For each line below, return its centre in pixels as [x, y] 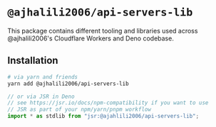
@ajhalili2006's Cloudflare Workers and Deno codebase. [91, 38]
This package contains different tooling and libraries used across [103, 31]
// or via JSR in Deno [41, 96]
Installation [33, 61]
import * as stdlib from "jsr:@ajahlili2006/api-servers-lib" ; [103, 116]
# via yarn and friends [43, 77]
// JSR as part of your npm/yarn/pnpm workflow [79, 110]
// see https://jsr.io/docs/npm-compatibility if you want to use [108, 103]
